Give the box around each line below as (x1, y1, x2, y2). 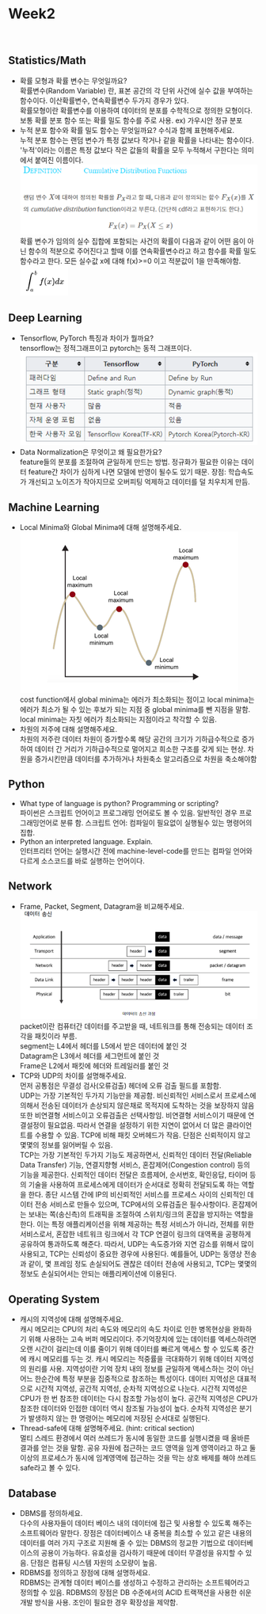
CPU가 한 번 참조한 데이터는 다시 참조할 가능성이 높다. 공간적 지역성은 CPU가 (19, 1394, 258, 1403)
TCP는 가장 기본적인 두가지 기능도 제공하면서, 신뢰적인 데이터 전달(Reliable (19, 1150, 252, 1160)
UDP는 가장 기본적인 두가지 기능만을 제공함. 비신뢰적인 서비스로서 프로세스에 (19, 1091, 256, 1101)
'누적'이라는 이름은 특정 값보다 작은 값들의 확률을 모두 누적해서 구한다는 (19, 145, 240, 154)
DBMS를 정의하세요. (19, 1509, 83, 1518)
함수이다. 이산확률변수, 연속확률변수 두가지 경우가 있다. (19, 96, 189, 105)
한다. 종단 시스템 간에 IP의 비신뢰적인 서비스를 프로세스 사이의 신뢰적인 (28, 1190, 246, 1200)
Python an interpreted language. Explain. (19, 836, 153, 846)
